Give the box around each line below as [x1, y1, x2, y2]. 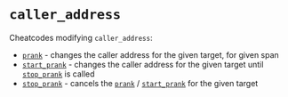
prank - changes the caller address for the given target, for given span [21, 49, 280, 60]
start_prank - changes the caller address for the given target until [21, 59, 264, 69]
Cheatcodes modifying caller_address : [9, 32, 153, 43]
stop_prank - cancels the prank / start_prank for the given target [21, 77, 259, 88]
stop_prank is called [21, 69, 95, 79]
